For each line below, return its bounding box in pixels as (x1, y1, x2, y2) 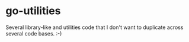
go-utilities (5, 4, 61, 18)
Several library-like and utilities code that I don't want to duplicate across (5, 24, 184, 31)
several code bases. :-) (5, 30, 62, 37)
